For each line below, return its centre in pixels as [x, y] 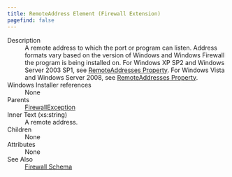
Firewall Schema [49, 167]
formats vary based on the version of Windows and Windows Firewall [125, 55]
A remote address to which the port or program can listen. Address [121, 48]
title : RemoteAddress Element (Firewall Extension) [84, 14]
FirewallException [50, 107]
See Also [20, 159]
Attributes [22, 144]
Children [20, 129]
